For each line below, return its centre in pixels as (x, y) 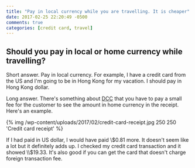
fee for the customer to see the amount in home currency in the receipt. (93, 105)
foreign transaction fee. (34, 159)
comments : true (25, 22)
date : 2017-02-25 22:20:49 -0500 (47, 17)
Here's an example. (29, 111)
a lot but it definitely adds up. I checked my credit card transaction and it (94, 146)
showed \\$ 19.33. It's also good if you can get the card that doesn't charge (96, 152)
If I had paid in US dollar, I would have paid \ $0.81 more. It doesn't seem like (97, 140)
